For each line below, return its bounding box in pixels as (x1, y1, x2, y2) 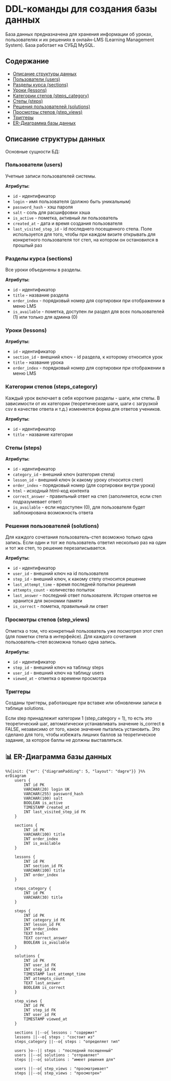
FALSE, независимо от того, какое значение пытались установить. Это (5, 726, 160, 732)
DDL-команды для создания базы (5, 3, 157, 15)
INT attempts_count (24, 976, 66, 981)
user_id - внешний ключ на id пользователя (12, 570, 109, 577)
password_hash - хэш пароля (12, 204, 73, 210)
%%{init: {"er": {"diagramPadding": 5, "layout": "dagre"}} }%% (5, 769, 145, 774)
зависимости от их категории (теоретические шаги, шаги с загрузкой (5, 400, 158, 407)
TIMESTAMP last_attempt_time (24, 971, 86, 977)
